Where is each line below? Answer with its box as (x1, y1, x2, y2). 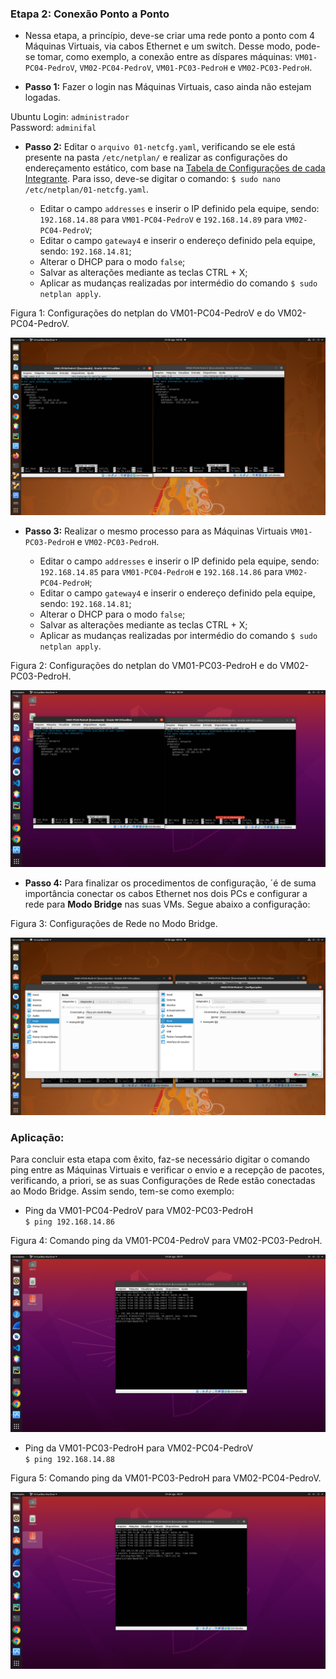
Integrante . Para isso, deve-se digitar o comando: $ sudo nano (24, 173, 282, 185)
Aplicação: (10, 1130, 65, 1144)
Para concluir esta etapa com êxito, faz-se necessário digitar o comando (10, 1153, 310, 1166)
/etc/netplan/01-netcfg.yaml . (24, 183, 150, 196)
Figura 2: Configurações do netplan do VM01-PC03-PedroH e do (10, 659, 278, 671)
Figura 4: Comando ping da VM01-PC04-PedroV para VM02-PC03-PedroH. (10, 1235, 323, 1247)
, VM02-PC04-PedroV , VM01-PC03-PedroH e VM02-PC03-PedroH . (74, 62, 313, 74)
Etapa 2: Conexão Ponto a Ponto (10, 7, 170, 21)
